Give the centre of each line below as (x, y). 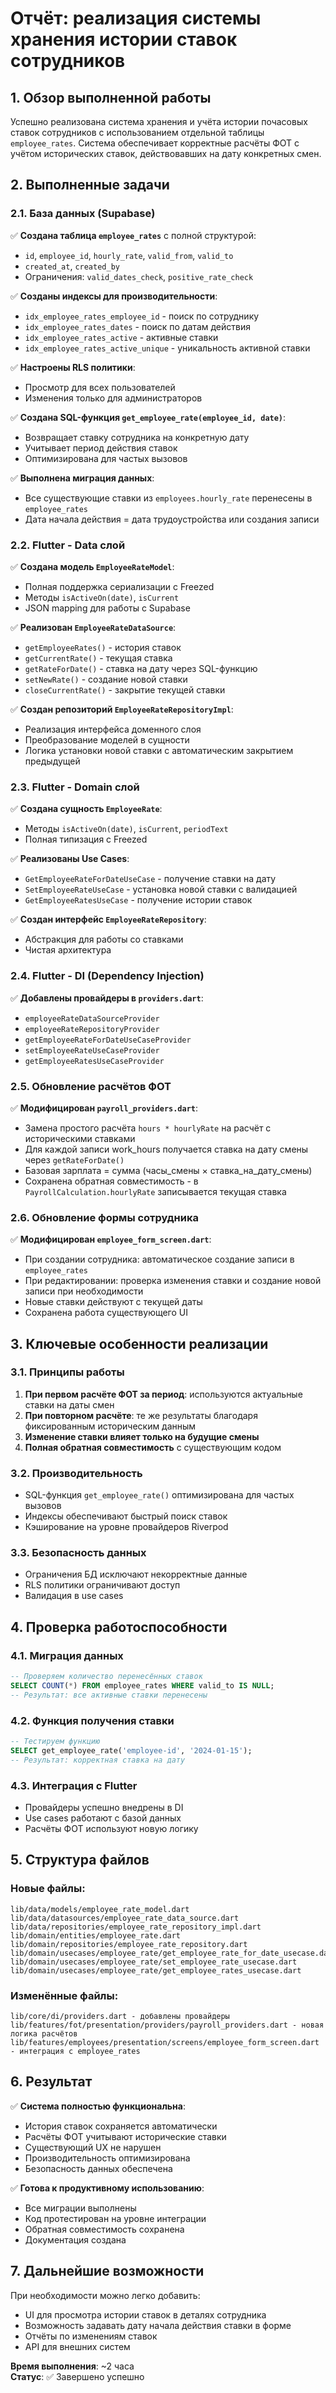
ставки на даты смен (69, 1404)
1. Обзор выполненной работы (111, 97)
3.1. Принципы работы (67, 1372)
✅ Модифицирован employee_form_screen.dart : (111, 1239)
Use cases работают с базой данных (103, 1818)
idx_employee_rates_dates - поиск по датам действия (137, 326)
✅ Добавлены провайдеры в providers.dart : (107, 998)
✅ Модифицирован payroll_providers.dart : (104, 1108)
